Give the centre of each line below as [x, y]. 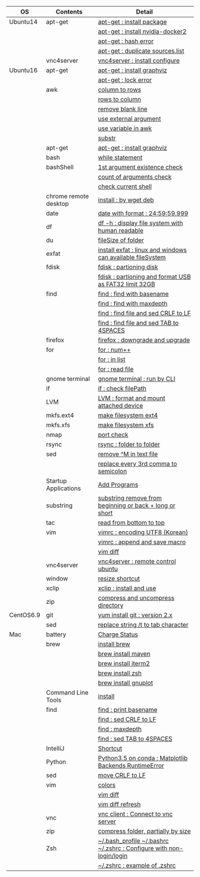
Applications [64, 488]
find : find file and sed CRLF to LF [144, 313]
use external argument [129, 119]
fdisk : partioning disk [128, 267]
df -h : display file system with [140, 223]
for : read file [116, 369]
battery [56, 634]
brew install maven [124, 654]
